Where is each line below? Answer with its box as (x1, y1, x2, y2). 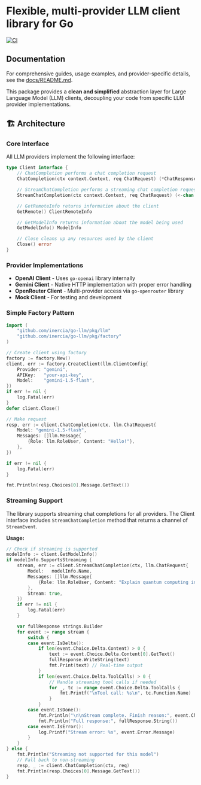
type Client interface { (6, 165, 68, 171)
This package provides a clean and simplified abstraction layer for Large (6, 88, 187, 95)
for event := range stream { (17, 629, 90, 635)
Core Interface (6, 139, 50, 148)
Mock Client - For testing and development (14, 294, 122, 301)
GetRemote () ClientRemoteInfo (17, 208, 93, 215)
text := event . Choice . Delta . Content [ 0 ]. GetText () (48, 651, 175, 658)
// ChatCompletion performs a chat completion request (17, 171, 157, 177)
